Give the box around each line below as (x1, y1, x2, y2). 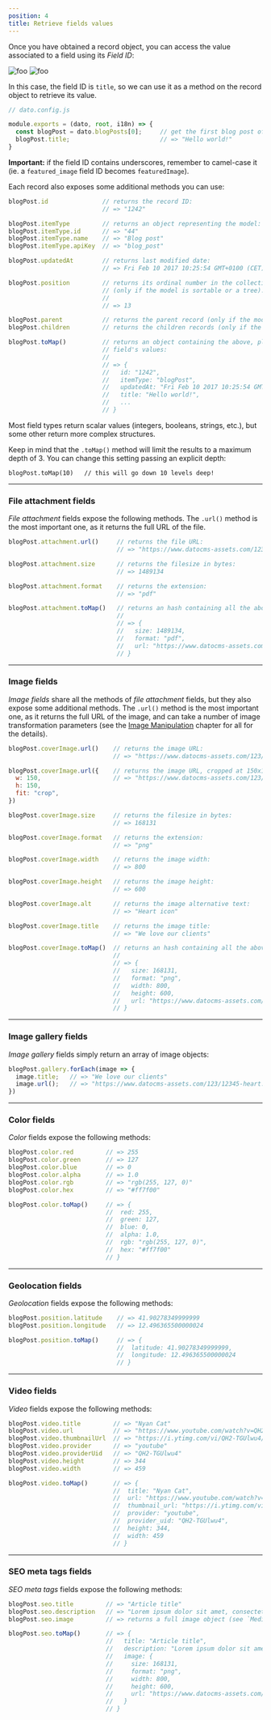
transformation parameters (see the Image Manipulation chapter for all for (8, 720, 254, 730)
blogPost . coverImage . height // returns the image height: (8, 878, 215, 886)
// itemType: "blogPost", (102, 375, 197, 384)
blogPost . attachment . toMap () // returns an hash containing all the (8, 604, 251, 612)
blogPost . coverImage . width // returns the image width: (8, 855, 211, 864)
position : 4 (8, 11, 48, 20)
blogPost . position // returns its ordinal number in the (8, 278, 232, 287)
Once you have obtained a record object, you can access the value (8, 41, 231, 51)
